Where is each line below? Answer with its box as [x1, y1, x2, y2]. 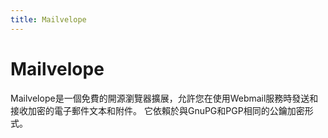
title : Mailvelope [10, 14, 87, 25]
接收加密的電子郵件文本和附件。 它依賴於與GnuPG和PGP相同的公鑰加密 [10, 104, 305, 116]
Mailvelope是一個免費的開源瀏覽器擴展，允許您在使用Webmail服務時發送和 [10, 92, 319, 104]
